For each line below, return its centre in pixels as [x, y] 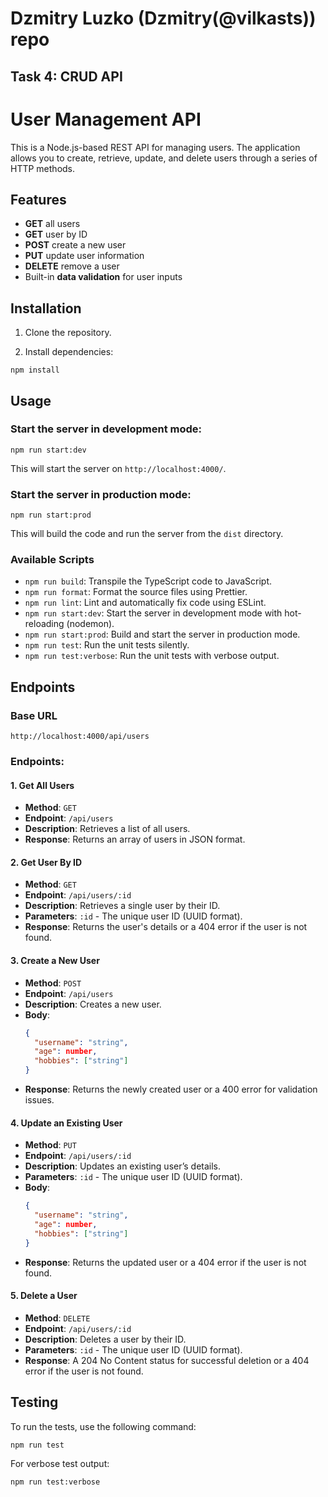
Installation [46, 308]
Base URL [34, 715]
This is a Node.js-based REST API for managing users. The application [155, 147]
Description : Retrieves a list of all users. [107, 829]
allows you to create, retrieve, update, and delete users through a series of [164, 158]
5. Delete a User [44, 1296]
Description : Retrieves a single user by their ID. [122, 906]
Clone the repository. [68, 333]
